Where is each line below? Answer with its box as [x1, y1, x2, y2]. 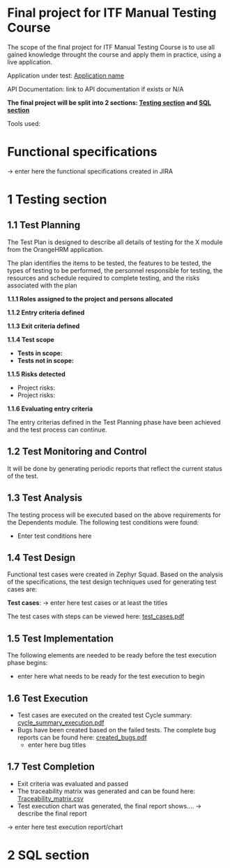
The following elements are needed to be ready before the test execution [7, 651, 217, 660]
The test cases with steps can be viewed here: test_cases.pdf [7, 612, 185, 620]
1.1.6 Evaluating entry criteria [7, 404, 93, 413]
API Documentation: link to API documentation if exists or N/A [7, 85, 184, 93]
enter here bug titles [27, 740, 86, 749]
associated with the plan [7, 281, 78, 290]
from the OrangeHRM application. [7, 245, 105, 253]
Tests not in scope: [17, 356, 75, 364]
